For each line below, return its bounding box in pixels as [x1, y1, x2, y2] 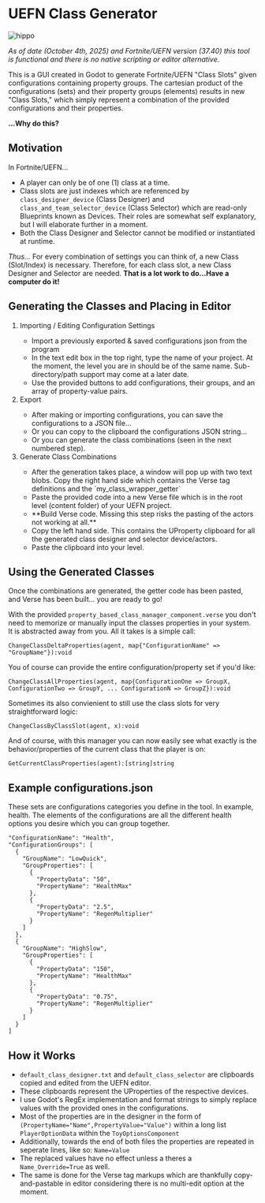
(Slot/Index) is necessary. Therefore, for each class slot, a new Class [8, 260, 232, 269]
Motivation [8, 141, 63, 155]
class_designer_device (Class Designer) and [19, 194, 165, 204]
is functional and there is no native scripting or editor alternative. [8, 54, 220, 64]
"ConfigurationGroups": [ [8, 841, 93, 849]
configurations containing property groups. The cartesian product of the [8, 78, 243, 88]
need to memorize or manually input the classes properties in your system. [8, 618, 252, 628]
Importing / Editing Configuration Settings [19, 320, 155, 330]
